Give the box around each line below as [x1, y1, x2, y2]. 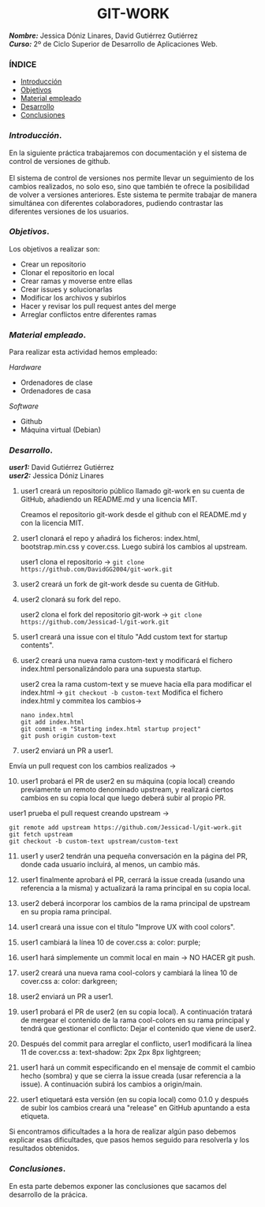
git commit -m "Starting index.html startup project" [20, 725, 201, 733]
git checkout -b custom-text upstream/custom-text [9, 837, 179, 846]
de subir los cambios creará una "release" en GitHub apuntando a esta [20, 1103, 251, 1112]
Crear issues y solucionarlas [20, 285, 113, 294]
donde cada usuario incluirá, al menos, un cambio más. [20, 860, 200, 870]
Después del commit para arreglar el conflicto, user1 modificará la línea [20, 1039, 252, 1049]
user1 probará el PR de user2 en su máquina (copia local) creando [20, 777, 235, 786]
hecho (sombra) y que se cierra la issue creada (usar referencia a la [20, 1071, 241, 1081]
